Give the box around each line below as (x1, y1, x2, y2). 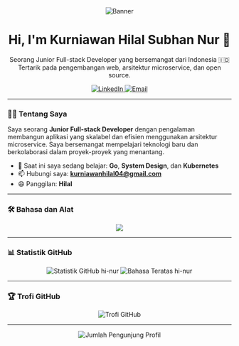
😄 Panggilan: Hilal (17, 180, 73, 188)
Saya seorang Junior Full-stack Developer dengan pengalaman (7, 125, 196, 134)
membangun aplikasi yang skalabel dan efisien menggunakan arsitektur (7, 133, 218, 141)
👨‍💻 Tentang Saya (7, 109, 68, 119)
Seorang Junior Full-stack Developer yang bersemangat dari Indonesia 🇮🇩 (9, 55, 230, 63)
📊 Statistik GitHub (7, 248, 73, 258)
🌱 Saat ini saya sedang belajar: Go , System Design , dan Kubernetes (17, 161, 219, 170)
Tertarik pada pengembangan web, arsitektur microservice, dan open (17, 63, 222, 72)
